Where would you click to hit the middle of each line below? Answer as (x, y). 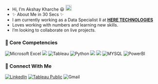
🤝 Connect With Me (28, 66)
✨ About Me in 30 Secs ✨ (38, 14)
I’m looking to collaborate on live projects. (54, 30)
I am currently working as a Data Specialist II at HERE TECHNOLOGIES (83, 20)
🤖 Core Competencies (31, 42)
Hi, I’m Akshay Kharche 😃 (38, 9)
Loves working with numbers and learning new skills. (65, 25)
